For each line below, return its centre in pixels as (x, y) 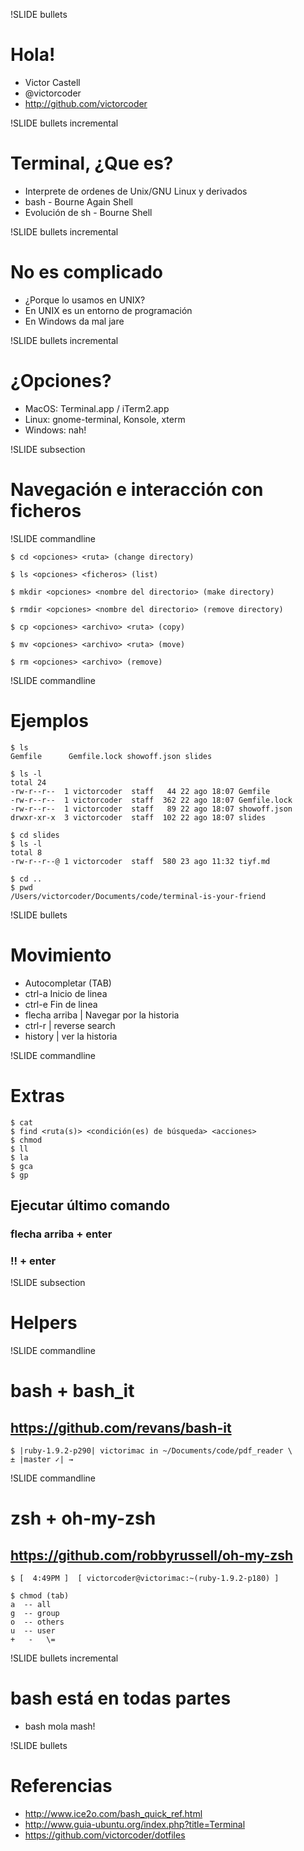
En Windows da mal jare (74, 321)
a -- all (31, 1605)
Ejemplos (49, 720)
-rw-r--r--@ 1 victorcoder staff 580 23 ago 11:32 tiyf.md (140, 861)
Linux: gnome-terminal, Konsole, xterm (105, 419)
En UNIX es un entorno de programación (108, 310)
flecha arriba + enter (61, 1234)
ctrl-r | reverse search (70, 1025)
